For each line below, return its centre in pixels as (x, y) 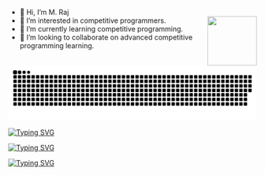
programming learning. (57, 46)
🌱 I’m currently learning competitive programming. (101, 29)
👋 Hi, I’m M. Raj (44, 12)
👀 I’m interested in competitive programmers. (93, 20)
